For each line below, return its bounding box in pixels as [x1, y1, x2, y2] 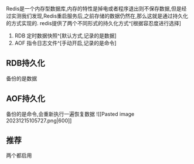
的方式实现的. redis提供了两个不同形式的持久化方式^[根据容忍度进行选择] [6, 20, 182, 26]
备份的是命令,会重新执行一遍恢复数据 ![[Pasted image [6, 110, 135, 117]
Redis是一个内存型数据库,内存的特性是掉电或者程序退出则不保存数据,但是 [6, 5, 182, 12]
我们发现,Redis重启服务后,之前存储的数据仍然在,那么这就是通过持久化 [21, 12, 189, 19]
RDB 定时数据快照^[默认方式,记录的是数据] [14, 32, 117, 39]
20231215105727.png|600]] [6, 117, 72, 124]
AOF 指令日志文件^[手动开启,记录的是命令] [14, 40, 117, 46]
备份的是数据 [6, 75, 37, 82]
